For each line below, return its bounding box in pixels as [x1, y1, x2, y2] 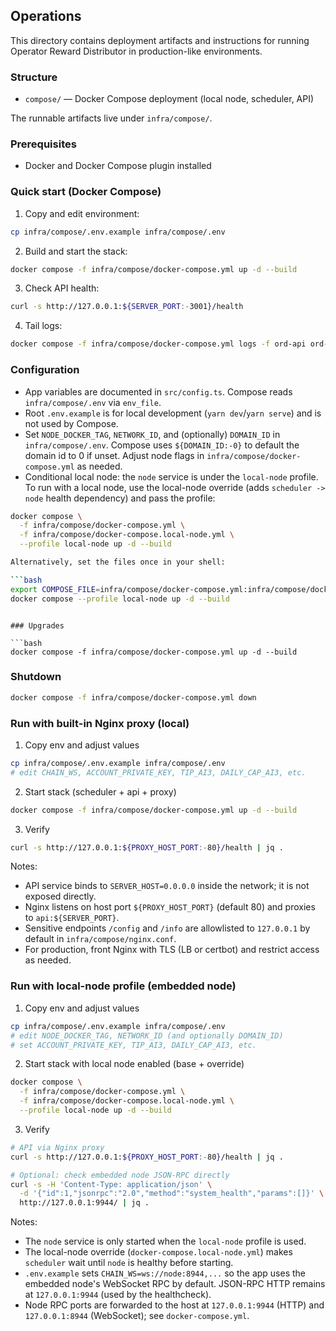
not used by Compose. [24, 417, 119, 429]
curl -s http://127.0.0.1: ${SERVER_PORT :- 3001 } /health [10, 302, 244, 312]
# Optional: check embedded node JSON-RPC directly [10, 1170, 230, 1180]
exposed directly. [24, 890, 97, 903]
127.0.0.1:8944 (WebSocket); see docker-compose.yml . [24, 1310, 250, 1322]
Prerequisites [10, 137, 77, 151]
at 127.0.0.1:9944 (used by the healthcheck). [24, 1289, 212, 1301]
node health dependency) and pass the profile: [24, 492, 216, 504]
